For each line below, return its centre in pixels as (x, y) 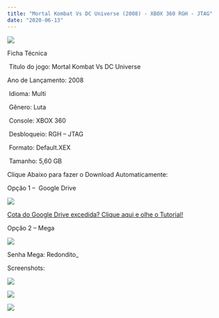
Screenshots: (26, 268)
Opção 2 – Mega (31, 228)
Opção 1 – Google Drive (42, 188)
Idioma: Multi (27, 93)
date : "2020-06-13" (35, 20)
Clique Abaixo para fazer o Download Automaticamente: (88, 174)
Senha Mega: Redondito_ (43, 254)
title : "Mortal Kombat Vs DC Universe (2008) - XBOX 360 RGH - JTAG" (110, 14)
